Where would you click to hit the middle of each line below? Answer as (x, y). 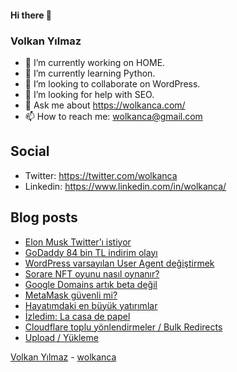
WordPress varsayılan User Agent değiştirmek (119, 263)
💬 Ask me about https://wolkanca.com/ (105, 105)
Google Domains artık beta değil (91, 284)
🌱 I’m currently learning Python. (90, 73)
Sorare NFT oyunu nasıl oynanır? (92, 273)
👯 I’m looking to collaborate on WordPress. (112, 83)
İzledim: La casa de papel (77, 316)
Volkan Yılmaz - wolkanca (63, 357)
